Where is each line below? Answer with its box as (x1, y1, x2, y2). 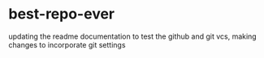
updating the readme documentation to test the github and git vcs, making (8, 31, 258, 41)
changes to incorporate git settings (8, 39, 126, 49)
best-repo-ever (8, 5, 115, 23)
